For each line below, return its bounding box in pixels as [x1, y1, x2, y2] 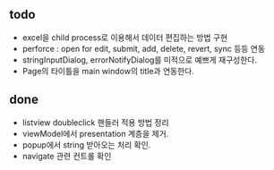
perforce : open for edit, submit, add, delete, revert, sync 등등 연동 [21, 43, 266, 54]
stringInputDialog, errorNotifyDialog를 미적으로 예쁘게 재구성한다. [21, 54, 258, 65]
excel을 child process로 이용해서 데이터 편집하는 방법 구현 [21, 31, 228, 43]
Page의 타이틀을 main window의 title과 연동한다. [21, 65, 194, 76]
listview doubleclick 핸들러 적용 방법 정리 [21, 116, 169, 128]
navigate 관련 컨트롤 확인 [21, 150, 112, 161]
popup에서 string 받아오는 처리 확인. [21, 139, 151, 150]
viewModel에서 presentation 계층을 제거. [21, 128, 169, 139]
